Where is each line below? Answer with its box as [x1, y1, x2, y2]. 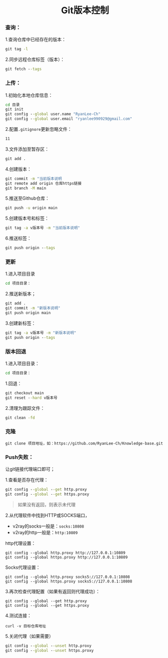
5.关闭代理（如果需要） [5, 633, 54, 639]
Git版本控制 [61, 5, 109, 16]
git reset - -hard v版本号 [5, 395, 58, 400]
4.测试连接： [5, 612, 32, 618]
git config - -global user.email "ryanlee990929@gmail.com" [5, 116, 133, 122]
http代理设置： [5, 540, 36, 546]
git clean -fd [5, 415, 35, 420]
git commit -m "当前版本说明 [5, 176, 62, 181]
